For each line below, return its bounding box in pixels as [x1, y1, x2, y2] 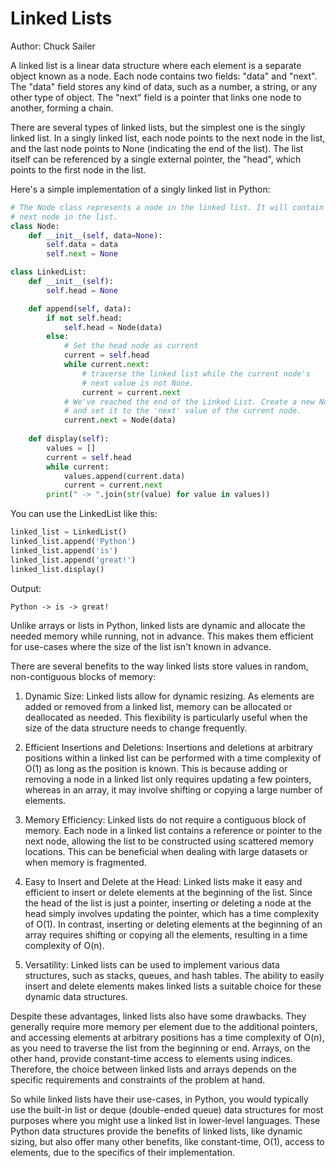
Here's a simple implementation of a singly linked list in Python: [10, 183, 271, 195]
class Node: [10, 221, 60, 231]
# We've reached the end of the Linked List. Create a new [63, 397, 315, 407]
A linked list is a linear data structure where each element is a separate [10, 59, 302, 71]
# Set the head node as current [63, 341, 199, 351]
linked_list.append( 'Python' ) [10, 537, 137, 547]
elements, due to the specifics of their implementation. [10, 1146, 236, 1158]
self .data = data [46, 240, 118, 250]
